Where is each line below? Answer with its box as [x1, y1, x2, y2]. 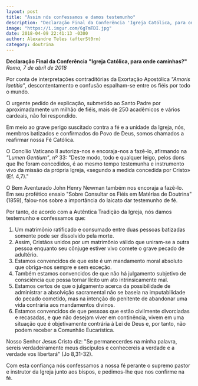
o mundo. [6, 88, 29, 95]
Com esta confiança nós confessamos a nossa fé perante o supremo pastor [6, 362, 190, 369]
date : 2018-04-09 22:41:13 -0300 [6, 31, 88, 37]
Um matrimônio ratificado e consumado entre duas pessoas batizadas [14, 226, 186, 233]
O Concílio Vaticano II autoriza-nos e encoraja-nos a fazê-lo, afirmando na [6, 147, 187, 154]
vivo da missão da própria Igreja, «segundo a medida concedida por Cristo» [6, 166, 190, 173]
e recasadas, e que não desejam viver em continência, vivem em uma [14, 314, 184, 321]
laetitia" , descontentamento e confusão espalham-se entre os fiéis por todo [6, 82, 190, 89]
